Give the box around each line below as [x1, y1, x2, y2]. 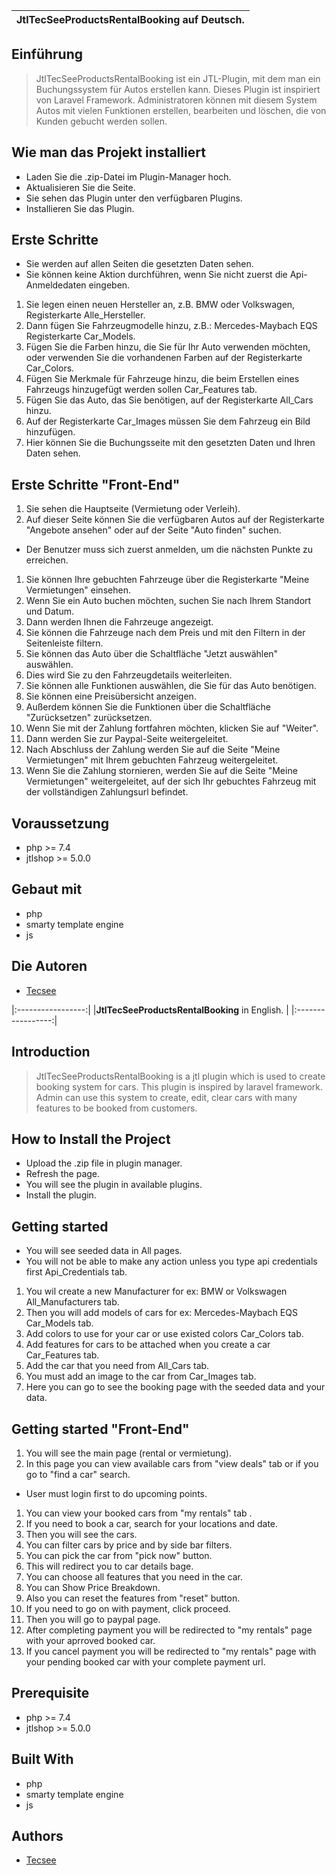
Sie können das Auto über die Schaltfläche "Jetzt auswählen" [25, 648, 279, 660]
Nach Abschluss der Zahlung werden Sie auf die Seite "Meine [25, 744, 281, 756]
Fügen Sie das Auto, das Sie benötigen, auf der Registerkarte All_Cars [25, 394, 314, 406]
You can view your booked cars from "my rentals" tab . [25, 1507, 253, 1519]
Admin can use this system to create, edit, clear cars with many [35, 1091, 298, 1103]
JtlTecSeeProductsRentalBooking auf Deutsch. [16, 13, 245, 26]
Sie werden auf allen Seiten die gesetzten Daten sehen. [25, 258, 254, 270]
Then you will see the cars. [25, 1528, 138, 1540]
